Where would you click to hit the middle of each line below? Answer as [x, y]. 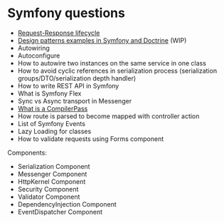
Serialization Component [54, 166]
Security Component [48, 189]
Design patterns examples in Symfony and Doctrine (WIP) [102, 40]
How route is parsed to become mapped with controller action [108, 116]
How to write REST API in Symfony [68, 85]
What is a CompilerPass [53, 108]
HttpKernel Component [52, 181]
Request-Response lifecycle [59, 33]
